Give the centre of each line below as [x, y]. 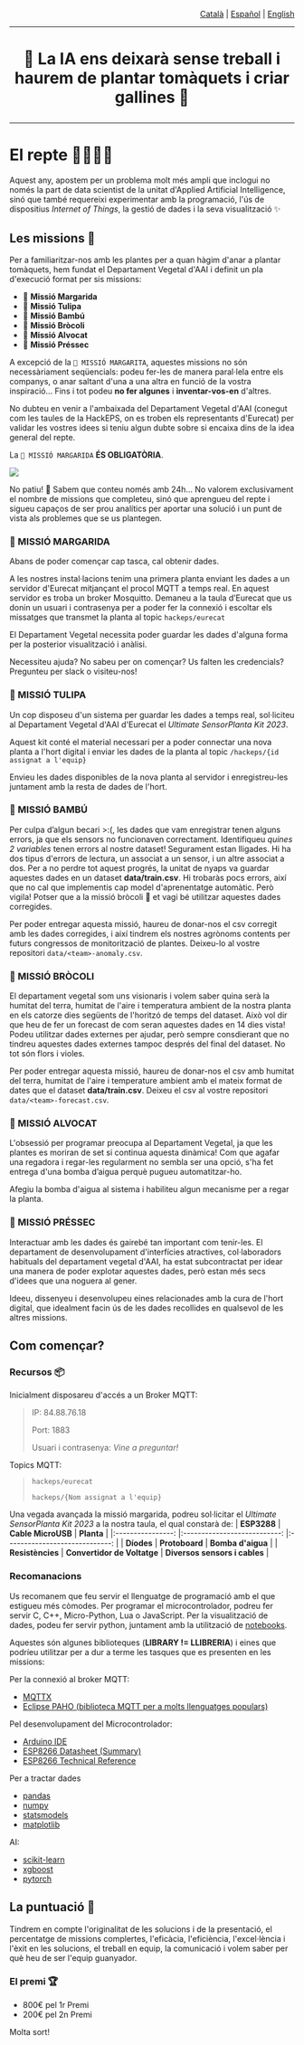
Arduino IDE [45, 1741]
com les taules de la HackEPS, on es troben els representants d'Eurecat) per [152, 418]
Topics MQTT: [36, 1465]
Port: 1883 [51, 1430]
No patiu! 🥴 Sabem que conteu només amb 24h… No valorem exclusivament [152, 489]
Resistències [34, 1553]
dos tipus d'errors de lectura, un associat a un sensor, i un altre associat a [147, 858]
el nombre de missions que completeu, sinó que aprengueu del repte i [140, 498]
